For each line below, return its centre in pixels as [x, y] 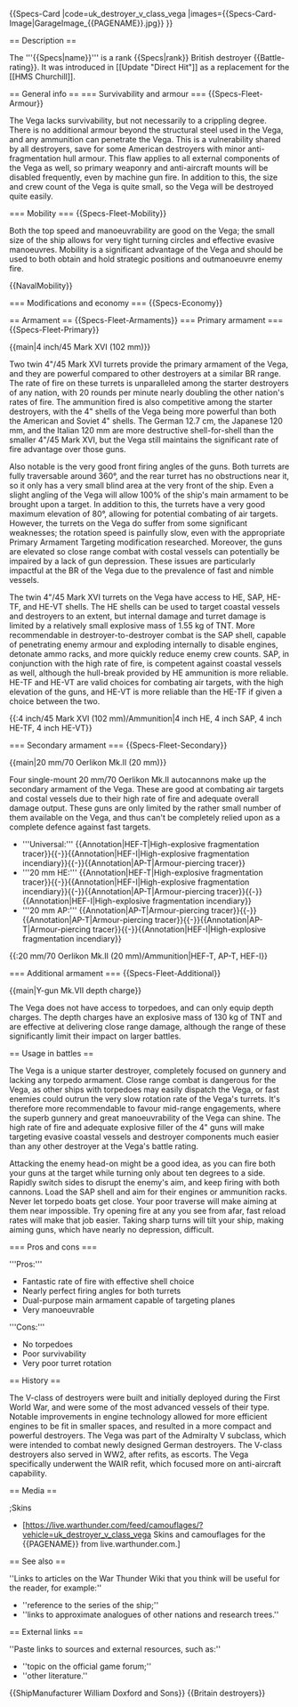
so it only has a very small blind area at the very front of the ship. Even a [141, 485]
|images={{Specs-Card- [233, 14]
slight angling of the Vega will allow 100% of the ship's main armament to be [149, 495]
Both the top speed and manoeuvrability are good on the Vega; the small [142, 231]
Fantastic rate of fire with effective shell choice [108, 1281]
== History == [35, 1380]
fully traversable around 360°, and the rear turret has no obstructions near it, [149, 476]
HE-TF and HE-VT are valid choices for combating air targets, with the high [146, 682]
